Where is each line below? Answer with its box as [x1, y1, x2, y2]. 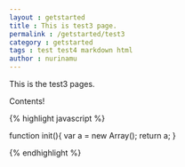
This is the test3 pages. [9, 79, 95, 89]
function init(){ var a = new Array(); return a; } [9, 131, 176, 140]
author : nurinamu [9, 54, 77, 63]
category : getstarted [9, 37, 93, 47]
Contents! [9, 96, 45, 107]
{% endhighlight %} [9, 147, 82, 158]
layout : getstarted [9, 12, 86, 22]
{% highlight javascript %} [9, 113, 106, 123]
